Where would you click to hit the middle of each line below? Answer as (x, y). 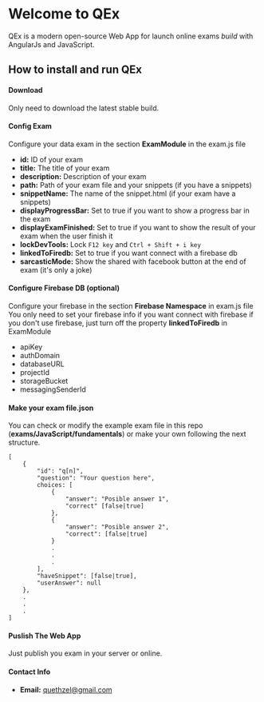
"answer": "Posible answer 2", (117, 527)
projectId (35, 372)
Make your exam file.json (51, 408)
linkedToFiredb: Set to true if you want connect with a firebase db (128, 253)
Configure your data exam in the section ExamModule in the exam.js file (127, 144)
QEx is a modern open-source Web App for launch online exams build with (131, 36)
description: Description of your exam (83, 176)
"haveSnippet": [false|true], (87, 576)
